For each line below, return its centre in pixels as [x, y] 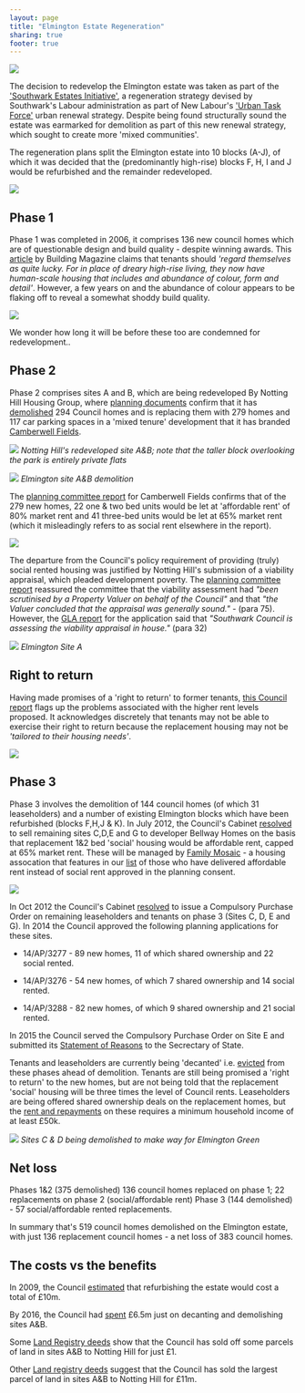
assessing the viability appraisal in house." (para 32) [108, 628]
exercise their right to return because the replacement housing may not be [149, 727]
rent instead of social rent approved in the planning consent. [122, 872]
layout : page [34, 18]
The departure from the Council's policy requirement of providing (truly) [144, 560]
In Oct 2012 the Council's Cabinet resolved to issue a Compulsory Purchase [152, 906]
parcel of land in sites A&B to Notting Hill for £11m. [103, 1379]
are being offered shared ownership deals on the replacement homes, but [148, 1101]
